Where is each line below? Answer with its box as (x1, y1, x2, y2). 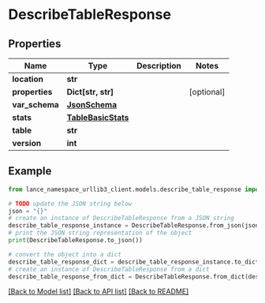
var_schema (12, 99, 59, 110)
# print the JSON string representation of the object (8, 229, 192, 238)
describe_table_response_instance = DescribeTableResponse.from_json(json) (8, 222, 263, 230)
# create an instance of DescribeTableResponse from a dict (8, 265, 211, 273)
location (12, 73, 43, 84)
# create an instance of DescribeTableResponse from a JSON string (8, 215, 235, 223)
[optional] (188, 87, 226, 97)
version (12, 138, 42, 148)
